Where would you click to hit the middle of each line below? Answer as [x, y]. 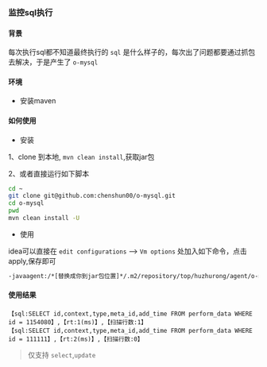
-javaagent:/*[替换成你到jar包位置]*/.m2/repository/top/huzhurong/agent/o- [133, 276]
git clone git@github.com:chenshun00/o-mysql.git [92, 196]
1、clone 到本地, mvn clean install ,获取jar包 [81, 156]
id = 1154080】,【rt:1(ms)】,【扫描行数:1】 [77, 322]
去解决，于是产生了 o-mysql [53, 62]
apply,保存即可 [32, 261]
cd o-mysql [26, 203]
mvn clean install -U [44, 218]
